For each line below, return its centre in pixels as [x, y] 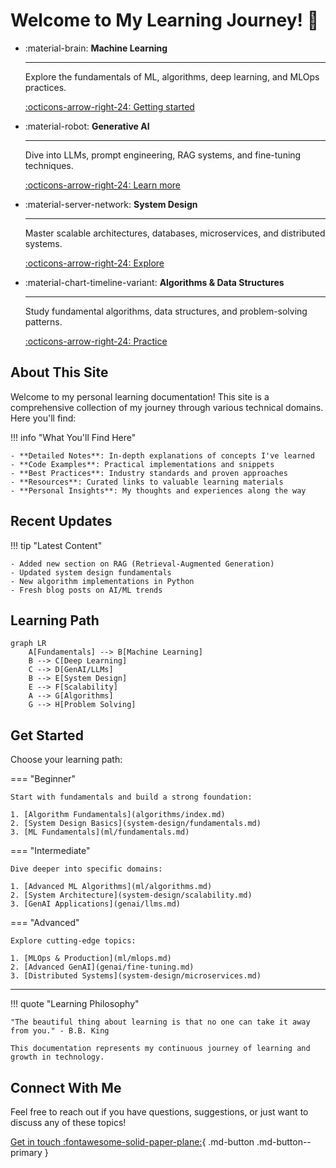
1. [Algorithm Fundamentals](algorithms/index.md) [118, 815]
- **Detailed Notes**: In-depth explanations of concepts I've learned [162, 455]
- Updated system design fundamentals [91, 572]
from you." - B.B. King [60, 1031]
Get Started [47, 735]
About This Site [59, 372]
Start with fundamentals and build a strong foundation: [131, 797]
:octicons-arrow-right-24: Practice [96, 341]
